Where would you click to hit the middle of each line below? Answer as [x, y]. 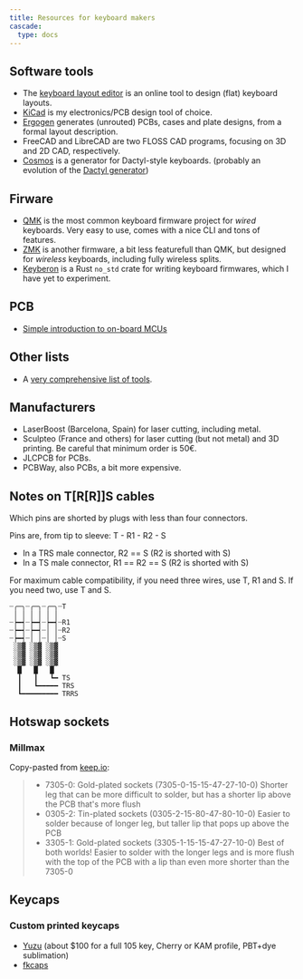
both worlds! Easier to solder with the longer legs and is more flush [170, 852]
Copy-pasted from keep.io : [60, 767]
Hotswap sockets [60, 722]
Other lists [39, 358]
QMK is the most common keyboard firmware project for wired [139, 220]
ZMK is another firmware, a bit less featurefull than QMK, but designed [154, 249]
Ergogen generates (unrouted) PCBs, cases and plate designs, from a [152, 122]
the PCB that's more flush [93, 804]
